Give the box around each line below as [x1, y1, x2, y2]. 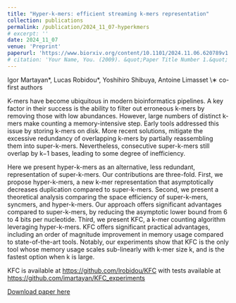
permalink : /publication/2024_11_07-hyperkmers [7, 23, 150, 30]
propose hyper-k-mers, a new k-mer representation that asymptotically [7, 178, 213, 186]
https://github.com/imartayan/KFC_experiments [7, 273, 146, 282]
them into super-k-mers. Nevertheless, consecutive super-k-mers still [7, 142, 210, 150]
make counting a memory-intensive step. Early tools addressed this [23, 119, 220, 128]
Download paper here [7, 287, 70, 296]
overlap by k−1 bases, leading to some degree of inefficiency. [7, 149, 185, 157]
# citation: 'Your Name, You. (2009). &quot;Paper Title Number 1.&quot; [7, 56, 229, 63]
